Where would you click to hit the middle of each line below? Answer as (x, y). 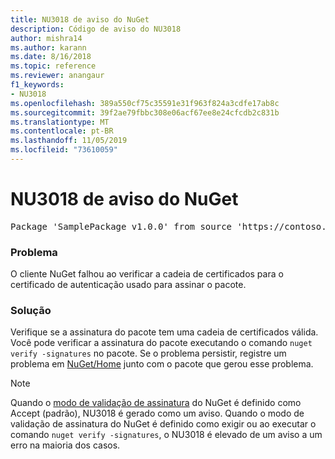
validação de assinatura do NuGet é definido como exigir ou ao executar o (163, 424)
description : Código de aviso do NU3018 (96, 29)
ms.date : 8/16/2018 (51, 57)
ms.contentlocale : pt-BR (62, 131)
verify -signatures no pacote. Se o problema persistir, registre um (148, 353)
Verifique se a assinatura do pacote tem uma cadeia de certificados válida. (164, 332)
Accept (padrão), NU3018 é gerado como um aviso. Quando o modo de (157, 413)
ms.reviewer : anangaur (57, 76)
